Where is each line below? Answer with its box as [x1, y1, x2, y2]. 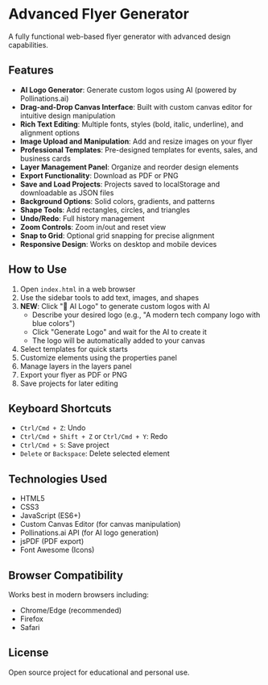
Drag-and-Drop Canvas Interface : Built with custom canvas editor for [19, 102, 253, 111]
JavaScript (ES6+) [19, 511, 81, 520]
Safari [19, 623, 40, 632]
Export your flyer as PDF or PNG [19, 370, 127, 379]
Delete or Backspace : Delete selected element [19, 449, 171, 458]
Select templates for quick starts [19, 344, 129, 353]
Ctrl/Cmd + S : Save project [19, 441, 110, 450]
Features [8, 64, 54, 77]
